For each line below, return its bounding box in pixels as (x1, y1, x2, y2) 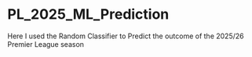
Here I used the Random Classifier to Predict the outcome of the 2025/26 (7, 31, 244, 41)
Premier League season (7, 39, 84, 48)
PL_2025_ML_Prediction (7, 5, 170, 23)
